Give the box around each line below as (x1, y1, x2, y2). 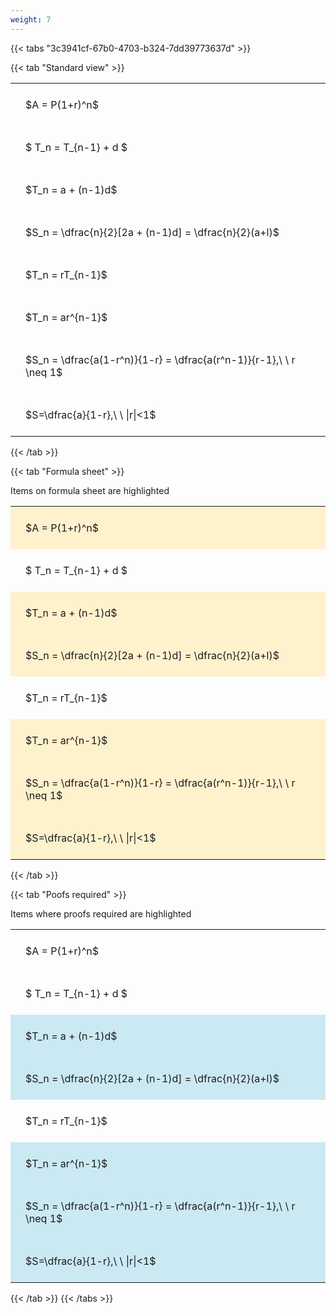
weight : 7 (10, 14, 52, 25)
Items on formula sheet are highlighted (10, 484, 170, 496)
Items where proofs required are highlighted (10, 907, 192, 920)
